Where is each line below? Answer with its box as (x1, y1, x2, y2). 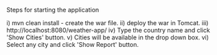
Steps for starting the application (6, 6, 100, 14)
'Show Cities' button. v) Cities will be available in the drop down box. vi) (6, 33, 209, 41)
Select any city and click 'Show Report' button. (6, 41, 139, 48)
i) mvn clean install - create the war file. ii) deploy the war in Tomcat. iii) (6, 19, 209, 26)
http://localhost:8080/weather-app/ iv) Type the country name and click (6, 26, 210, 34)
